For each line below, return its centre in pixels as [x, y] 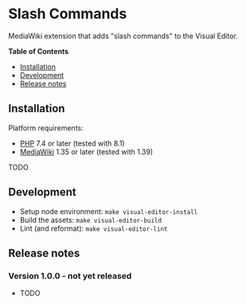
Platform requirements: [46, 127]
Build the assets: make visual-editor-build [90, 220]
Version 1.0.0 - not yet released [70, 275]
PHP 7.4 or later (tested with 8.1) [72, 143]
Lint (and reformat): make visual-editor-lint [94, 228]
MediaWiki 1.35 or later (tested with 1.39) [86, 151]
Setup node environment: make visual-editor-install [109, 211]
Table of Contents [39, 51]
